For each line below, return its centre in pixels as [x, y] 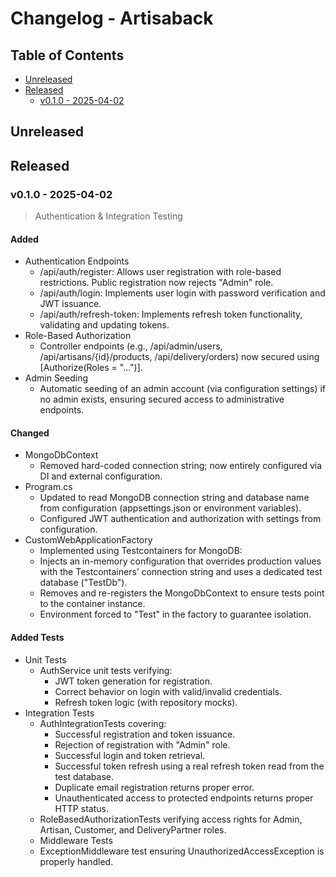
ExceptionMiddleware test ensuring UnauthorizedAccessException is [182, 851]
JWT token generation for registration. [133, 681]
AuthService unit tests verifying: [106, 670]
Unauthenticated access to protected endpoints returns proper [184, 798]
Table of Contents [67, 55]
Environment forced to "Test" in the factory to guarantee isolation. [175, 614]
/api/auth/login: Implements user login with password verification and [182, 293]
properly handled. [76, 861]
